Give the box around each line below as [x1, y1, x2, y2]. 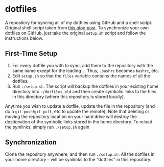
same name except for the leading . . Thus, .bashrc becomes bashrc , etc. [12, 68, 159, 73]
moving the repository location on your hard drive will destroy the [5, 114, 137, 119]
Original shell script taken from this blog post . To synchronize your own [5, 24, 149, 30]
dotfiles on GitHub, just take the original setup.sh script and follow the [5, 30, 146, 36]
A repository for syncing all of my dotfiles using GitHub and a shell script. [5, 20, 153, 25]
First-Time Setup [5, 49, 58, 58]
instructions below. [5, 35, 43, 41]
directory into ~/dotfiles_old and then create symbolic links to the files [12, 88, 157, 94]
